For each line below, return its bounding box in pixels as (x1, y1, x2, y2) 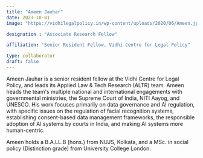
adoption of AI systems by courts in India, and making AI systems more (6, 120, 183, 127)
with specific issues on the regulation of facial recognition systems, (6, 107, 174, 114)
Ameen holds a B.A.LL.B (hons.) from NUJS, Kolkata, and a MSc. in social (6, 138, 189, 145)
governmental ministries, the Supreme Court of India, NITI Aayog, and (6, 94, 180, 102)
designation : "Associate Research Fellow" (6, 31, 118, 37)
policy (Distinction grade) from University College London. (6, 145, 151, 152)
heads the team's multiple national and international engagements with (6, 88, 182, 95)
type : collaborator (6, 53, 56, 59)
